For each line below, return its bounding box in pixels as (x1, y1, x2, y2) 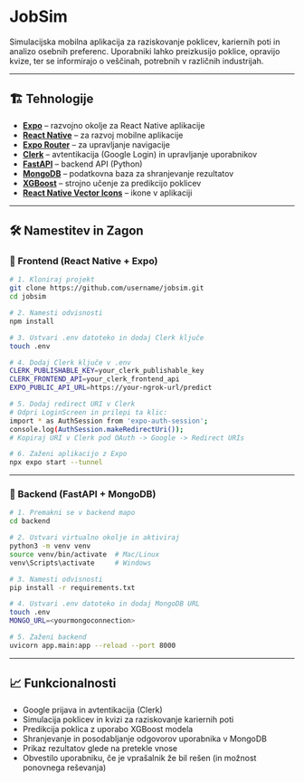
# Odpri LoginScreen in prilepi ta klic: (9, 407, 168, 417)
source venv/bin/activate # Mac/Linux (9, 549, 160, 558)
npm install (9, 317, 54, 326)
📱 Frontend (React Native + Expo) (9, 255, 158, 268)
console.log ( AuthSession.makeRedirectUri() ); (9, 424, 184, 434)
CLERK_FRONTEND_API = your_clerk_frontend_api (9, 375, 180, 384)
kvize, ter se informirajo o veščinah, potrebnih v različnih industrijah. (9, 55, 264, 66)
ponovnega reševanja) (22, 762, 107, 773)
